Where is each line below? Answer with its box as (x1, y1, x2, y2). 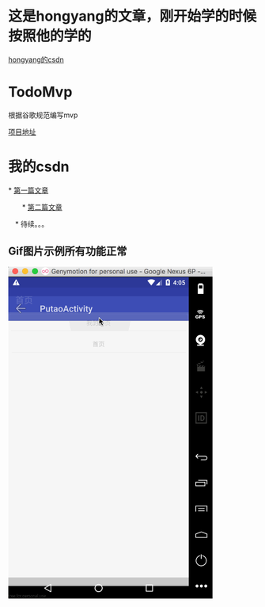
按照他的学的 (8, 27, 93, 45)
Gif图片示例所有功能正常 (8, 245, 127, 258)
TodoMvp (8, 83, 73, 101)
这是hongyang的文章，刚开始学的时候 (8, 7, 257, 25)
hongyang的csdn (8, 55, 65, 64)
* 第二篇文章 (21, 202, 62, 212)
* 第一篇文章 (8, 185, 49, 195)
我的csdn (8, 158, 70, 176)
